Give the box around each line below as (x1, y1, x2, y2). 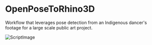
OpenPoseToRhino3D (5, 3, 95, 15)
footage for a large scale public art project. (5, 24, 93, 30)
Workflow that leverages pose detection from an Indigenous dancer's (5, 20, 148, 25)
